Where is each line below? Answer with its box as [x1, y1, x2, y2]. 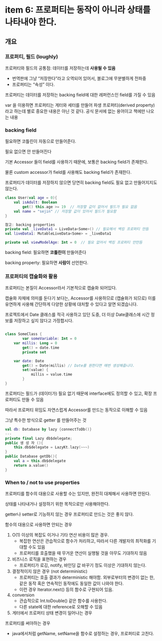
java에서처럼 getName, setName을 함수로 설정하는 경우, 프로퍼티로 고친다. [12, 631, 154, 637]
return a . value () [14, 463, 49, 468]
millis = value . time [30, 372, 73, 377]
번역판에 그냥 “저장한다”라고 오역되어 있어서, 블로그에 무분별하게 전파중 [12, 75, 147, 81]
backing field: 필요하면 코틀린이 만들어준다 [5, 250, 87, 255]
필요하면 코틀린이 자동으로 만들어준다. [5, 138, 76, 144]
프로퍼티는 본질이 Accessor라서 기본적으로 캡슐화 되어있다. [5, 285, 117, 291]
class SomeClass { [5, 332, 42, 337]
